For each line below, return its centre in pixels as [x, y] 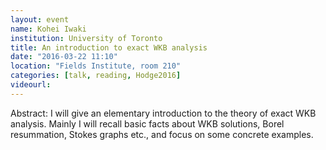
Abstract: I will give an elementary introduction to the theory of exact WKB [163, 113]
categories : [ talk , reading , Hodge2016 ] [96, 76]
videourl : [31, 85]
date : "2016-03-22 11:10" [64, 57]
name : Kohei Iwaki [48, 29]
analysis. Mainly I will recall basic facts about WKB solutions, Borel [147, 123]
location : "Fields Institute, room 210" [96, 66]
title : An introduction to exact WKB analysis [109, 47]
